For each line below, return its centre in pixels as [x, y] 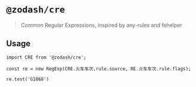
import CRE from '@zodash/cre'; [46, 57]
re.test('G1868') [28, 79]
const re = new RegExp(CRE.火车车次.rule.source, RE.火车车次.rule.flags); [99, 69]
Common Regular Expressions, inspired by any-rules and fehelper [102, 25]
